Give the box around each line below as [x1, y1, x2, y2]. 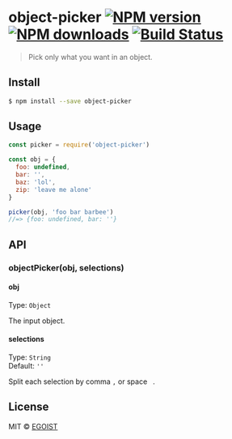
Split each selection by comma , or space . [8, 377, 155, 386]
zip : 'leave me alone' [15, 185, 92, 194]
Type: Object [8, 300, 51, 309]
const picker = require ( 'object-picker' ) [8, 141, 150, 149]
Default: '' [8, 361, 44, 371]
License [8, 400, 49, 414]
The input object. [8, 316, 65, 326]
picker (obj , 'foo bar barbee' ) [8, 207, 114, 216]
